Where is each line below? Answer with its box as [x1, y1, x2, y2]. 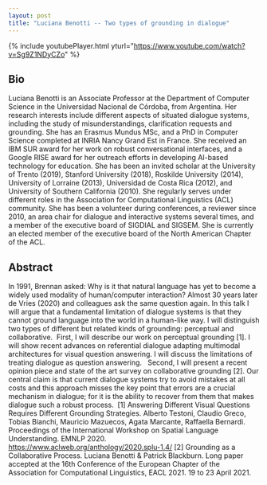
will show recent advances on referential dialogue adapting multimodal [8, 341, 241, 350]
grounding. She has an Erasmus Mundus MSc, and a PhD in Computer [8, 127, 238, 137]
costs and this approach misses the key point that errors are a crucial [8, 383, 236, 393]
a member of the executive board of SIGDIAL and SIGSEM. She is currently [8, 221, 253, 230]
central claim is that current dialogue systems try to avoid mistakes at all [8, 375, 245, 385]
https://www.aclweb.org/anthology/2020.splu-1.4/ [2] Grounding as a [8, 443, 236, 452]
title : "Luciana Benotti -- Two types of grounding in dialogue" [8, 19, 230, 27]
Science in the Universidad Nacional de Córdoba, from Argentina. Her [8, 102, 238, 111]
